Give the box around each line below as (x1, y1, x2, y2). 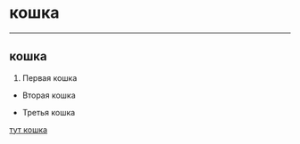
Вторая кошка (21, 90, 76, 100)
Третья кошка (21, 107, 76, 117)
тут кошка (9, 124, 47, 135)
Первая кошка (21, 72, 78, 83)
